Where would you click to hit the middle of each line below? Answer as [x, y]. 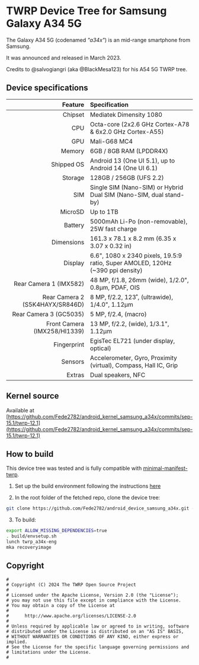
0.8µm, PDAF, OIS [115, 287]
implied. [17, 642]
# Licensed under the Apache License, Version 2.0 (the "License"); [92, 595]
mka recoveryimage [29, 547]
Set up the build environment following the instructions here [88, 486]
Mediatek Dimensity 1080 [126, 114]
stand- [175, 195]
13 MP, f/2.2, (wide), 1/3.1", [129, 323]
